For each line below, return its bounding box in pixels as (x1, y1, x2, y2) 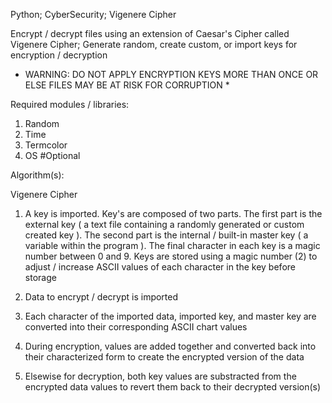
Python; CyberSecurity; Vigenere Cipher (10, 9, 177, 20)
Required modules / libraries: (10, 99, 130, 110)
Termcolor (24, 139, 68, 151)
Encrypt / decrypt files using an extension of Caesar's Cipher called (10, 28, 290, 39)
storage (24, 272, 57, 283)
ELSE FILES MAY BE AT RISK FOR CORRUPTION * (24, 79, 230, 91)
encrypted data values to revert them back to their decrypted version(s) (24, 381, 322, 393)
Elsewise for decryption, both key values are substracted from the (24, 370, 297, 382)
